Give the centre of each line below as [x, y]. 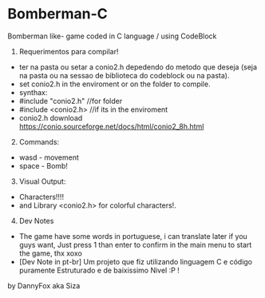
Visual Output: [42, 181]
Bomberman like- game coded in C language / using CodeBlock [112, 36]
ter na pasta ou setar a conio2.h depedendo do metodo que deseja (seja [138, 67]
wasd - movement [49, 157]
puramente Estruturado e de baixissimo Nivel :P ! [99, 270]
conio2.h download [51, 117]
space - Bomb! [44, 165]
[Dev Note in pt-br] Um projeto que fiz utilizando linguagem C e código [136, 261]
